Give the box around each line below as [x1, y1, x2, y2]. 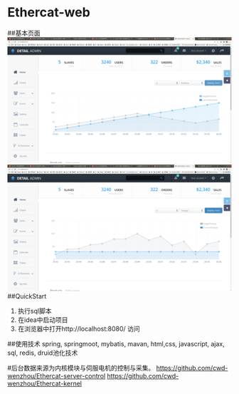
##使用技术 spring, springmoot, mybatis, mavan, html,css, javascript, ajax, [7, 339, 225, 348]
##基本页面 [7, 28, 41, 37]
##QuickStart [7, 291, 47, 300]
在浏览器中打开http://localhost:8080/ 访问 [17, 324, 140, 333]
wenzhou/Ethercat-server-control [7, 371, 106, 380]
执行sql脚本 [17, 306, 52, 315]
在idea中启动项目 [17, 315, 68, 324]
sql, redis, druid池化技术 [7, 348, 78, 357]
